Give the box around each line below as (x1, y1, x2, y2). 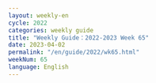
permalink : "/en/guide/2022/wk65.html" (8, 48, 140, 56)
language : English (8, 63, 69, 71)
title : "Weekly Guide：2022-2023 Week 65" (8, 33, 149, 42)
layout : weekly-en (8, 11, 69, 20)
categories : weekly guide (8, 26, 93, 34)
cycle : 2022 (8, 19, 48, 27)
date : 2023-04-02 (8, 41, 66, 49)
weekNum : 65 (8, 56, 48, 64)
